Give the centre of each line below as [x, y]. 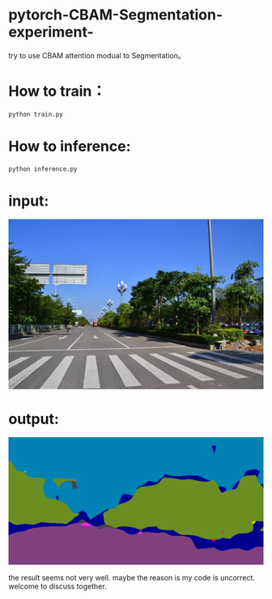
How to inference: [70, 147]
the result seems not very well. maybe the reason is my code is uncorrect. [132, 577]
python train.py [36, 114]
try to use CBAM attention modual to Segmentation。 [97, 55]
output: [34, 419]
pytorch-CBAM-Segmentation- [116, 15]
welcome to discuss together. [57, 586]
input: [29, 201]
